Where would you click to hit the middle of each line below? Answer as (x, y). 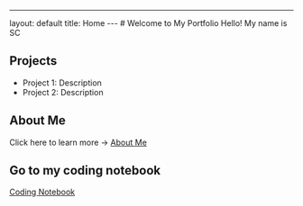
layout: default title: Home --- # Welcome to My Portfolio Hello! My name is (148, 23)
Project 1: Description (62, 83)
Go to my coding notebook (85, 170)
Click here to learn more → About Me (78, 142)
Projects (33, 61)
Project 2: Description (63, 92)
